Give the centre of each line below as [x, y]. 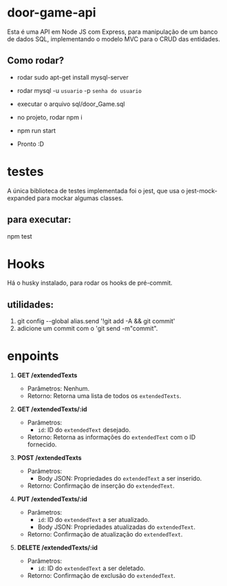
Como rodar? [36, 61]
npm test [20, 236]
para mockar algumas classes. [80, 198]
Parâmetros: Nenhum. [58, 389]
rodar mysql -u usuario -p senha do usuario [79, 90]
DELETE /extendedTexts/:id [57, 547]
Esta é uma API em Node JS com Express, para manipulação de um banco [112, 32]
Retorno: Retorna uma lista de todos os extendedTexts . [104, 396]
